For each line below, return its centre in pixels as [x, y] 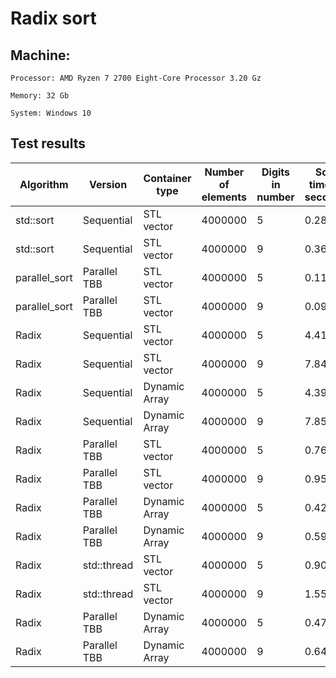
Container [167, 178]
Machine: [40, 55]
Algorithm [44, 184]
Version [108, 184]
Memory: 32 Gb [40, 96]
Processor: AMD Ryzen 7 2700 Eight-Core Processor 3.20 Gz [136, 78]
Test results [48, 143]
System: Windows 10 [51, 113]
